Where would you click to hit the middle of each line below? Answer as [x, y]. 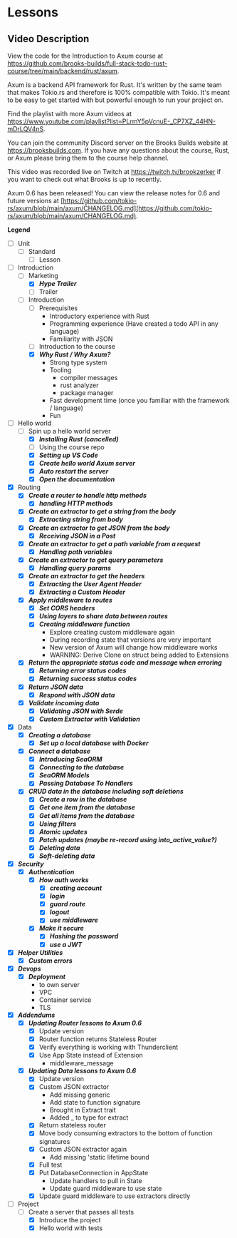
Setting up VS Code [68, 455]
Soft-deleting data [67, 856]
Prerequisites [58, 308]
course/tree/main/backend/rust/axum [62, 71]
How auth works [64, 880]
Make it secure [61, 929]
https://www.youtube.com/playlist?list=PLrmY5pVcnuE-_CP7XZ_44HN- [111, 121]
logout [59, 912]
